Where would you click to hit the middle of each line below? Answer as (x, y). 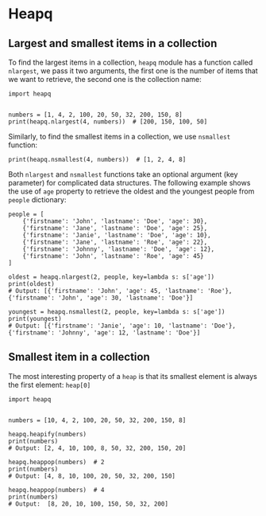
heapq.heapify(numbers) (48, 434)
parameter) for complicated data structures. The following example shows (129, 183)
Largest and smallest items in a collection (113, 43)
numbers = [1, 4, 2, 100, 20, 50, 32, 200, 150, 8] (95, 115)
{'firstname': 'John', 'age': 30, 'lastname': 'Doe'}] (101, 298)
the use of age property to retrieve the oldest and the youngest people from (131, 191)
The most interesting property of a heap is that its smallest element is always (133, 376)
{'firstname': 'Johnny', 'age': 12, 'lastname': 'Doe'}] (104, 333)
